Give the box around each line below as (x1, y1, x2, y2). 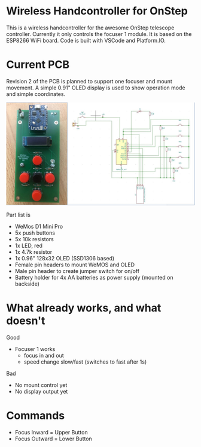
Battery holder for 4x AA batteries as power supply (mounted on (14, 274, 173, 281)
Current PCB (6, 58, 70, 71)
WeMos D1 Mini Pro (14, 223, 63, 230)
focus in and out (23, 352, 64, 359)
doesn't (6, 314, 45, 328)
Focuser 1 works (14, 345, 56, 352)
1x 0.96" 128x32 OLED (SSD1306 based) (14, 255, 115, 262)
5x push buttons (14, 229, 56, 236)
